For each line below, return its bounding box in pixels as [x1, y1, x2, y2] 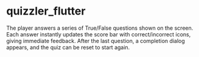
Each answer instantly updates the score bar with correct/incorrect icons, [6, 30, 191, 38]
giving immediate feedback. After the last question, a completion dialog [6, 37, 186, 44]
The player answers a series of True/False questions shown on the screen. [6, 24, 194, 32]
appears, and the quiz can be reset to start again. [6, 44, 130, 51]
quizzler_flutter [6, 4, 86, 18]
